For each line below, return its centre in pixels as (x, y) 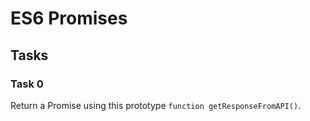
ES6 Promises (69, 18)
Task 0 (27, 84)
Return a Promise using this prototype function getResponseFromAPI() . (156, 105)
